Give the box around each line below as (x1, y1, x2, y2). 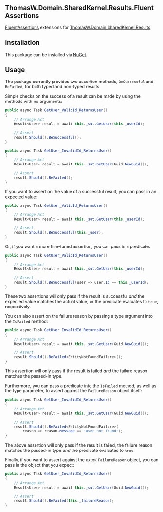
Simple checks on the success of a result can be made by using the (5, 93, 141, 99)
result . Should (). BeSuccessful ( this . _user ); (14, 230, 104, 235)
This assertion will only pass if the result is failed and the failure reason (5, 368, 147, 374)
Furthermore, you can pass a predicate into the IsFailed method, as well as (5, 383, 157, 389)
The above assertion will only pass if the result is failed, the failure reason (5, 442, 153, 448)
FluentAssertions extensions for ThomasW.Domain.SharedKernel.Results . (5, 24, 152, 30)
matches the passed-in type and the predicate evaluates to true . (5, 448, 135, 453)
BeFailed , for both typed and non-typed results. (5, 84, 101, 90)
